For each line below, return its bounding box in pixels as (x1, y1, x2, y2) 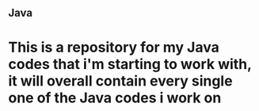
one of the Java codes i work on (8, 89, 222, 106)
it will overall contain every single (8, 71, 233, 90)
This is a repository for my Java (8, 38, 220, 56)
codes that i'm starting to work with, (8, 55, 252, 73)
